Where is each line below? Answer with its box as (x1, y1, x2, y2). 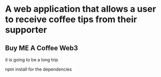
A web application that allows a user (5, 3, 157, 15)
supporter (5, 25, 47, 35)
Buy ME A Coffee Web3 (5, 44, 78, 52)
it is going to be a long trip (5, 57, 58, 62)
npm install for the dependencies (5, 66, 72, 72)
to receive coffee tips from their (5, 14, 137, 25)
